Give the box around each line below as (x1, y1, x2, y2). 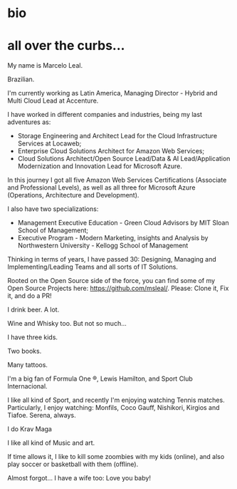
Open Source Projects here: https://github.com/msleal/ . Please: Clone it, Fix (7, 284, 229, 293)
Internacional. (7, 382, 48, 391)
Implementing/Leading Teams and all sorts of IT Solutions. (7, 262, 178, 272)
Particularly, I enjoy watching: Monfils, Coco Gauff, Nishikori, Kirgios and (7, 403, 220, 412)
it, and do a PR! (7, 292, 52, 300)
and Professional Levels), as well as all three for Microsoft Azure (7, 183, 196, 192)
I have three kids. (7, 333, 58, 341)
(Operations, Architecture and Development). (7, 191, 139, 200)
